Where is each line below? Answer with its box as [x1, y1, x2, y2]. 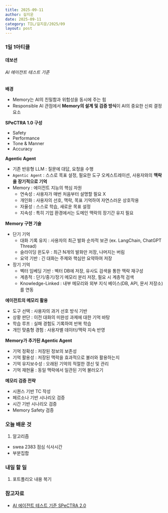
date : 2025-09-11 [5, 17, 42, 22]
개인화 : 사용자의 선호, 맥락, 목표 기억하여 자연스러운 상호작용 [20, 197, 139, 203]
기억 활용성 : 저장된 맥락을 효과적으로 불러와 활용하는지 [12, 354, 120, 360]
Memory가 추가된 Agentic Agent [5, 337, 72, 343]
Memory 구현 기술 [5, 220, 42, 226]
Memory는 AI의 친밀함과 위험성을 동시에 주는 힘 [12, 96, 106, 102]
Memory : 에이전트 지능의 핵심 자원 [12, 184, 82, 191]
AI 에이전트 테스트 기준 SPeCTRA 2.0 [12, 502, 86, 508]
